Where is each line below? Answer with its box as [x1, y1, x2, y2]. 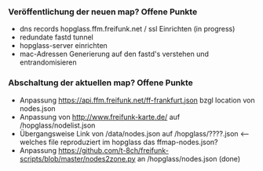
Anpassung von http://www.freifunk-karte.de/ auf [19, 112, 181, 121]
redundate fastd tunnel [19, 32, 94, 42]
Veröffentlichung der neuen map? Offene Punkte [8, 6, 198, 17]
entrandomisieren [19, 58, 77, 67]
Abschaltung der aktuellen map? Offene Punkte [8, 77, 194, 88]
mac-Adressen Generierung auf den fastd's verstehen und [19, 50, 210, 59]
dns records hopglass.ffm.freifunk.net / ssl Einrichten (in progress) [19, 24, 236, 34]
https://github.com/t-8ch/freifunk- [58, 145, 169, 155]
